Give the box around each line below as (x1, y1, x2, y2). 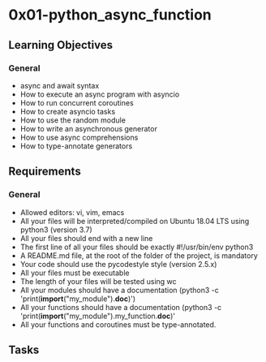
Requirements (8, 165, 81, 179)
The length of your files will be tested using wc (19, 276, 177, 286)
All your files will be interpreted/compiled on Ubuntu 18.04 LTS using (19, 216, 250, 226)
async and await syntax (19, 80, 100, 90)
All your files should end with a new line (19, 233, 153, 243)
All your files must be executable (19, 268, 130, 278)
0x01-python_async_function (8, 6, 212, 24)
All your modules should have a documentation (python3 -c (19, 285, 219, 295)
